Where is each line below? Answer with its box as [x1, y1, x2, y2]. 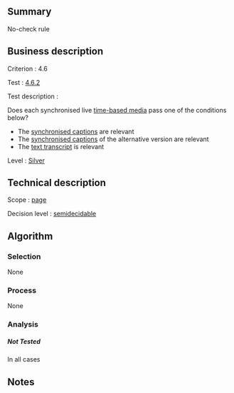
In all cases [7, 355, 41, 364]
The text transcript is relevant [17, 142, 105, 150]
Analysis [7, 320, 39, 330]
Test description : [7, 92, 59, 101]
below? [7, 113, 28, 122]
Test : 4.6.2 [7, 78, 41, 86]
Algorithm [7, 230, 53, 242]
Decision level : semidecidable [7, 210, 97, 218]
